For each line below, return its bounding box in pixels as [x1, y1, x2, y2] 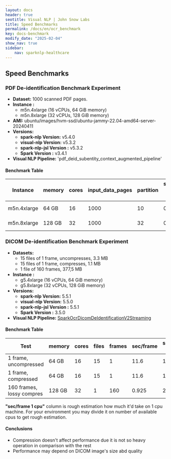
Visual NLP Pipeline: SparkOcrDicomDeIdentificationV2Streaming [12, 315, 152, 321]
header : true [5, 12, 33, 17]
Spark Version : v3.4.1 [20, 150, 67, 156]
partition [137, 187, 159, 194]
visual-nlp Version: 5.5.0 [20, 298, 73, 304]
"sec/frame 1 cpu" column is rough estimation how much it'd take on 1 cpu [5, 403, 163, 409]
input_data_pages [88, 187, 132, 194]
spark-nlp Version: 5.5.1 [20, 293, 71, 299]
